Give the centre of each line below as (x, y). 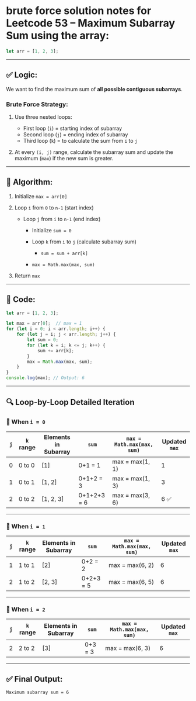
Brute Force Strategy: (37, 104)
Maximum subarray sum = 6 (37, 693)
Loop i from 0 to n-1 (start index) (54, 207)
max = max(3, (131, 495)
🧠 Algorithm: (29, 182)
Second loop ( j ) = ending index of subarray (76, 134)
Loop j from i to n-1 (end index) (62, 219)
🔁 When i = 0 (26, 422)
